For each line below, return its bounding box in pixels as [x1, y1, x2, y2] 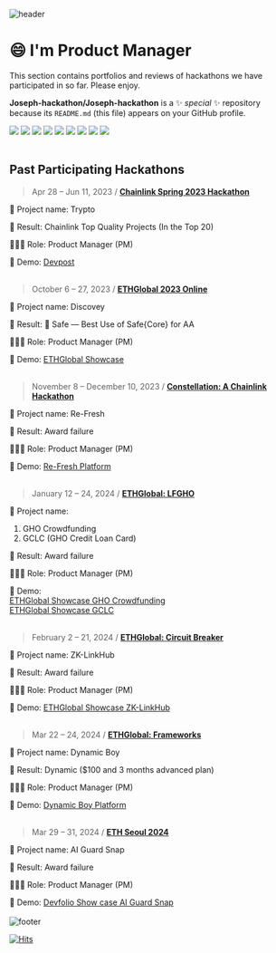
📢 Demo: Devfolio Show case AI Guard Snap [9, 897, 174, 908]
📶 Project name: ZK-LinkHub [9, 649, 115, 660]
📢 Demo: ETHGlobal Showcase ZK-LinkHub [9, 702, 170, 713]
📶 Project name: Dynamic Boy [9, 746, 120, 757]
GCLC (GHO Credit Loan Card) [22, 533, 137, 544]
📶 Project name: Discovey [9, 301, 106, 312]
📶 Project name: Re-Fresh [9, 408, 106, 419]
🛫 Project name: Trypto [9, 204, 96, 215]
